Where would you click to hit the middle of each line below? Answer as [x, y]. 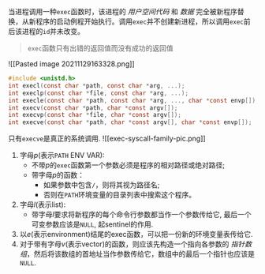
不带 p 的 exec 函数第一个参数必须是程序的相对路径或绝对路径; [128, 165]
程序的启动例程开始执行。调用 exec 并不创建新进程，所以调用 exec [140, 21]
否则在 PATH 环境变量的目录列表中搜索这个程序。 [119, 195]
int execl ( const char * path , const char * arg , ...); [97, 85]
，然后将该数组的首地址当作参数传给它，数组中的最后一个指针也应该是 [140, 254]
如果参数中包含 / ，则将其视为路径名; [101, 185]
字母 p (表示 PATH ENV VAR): [62, 156]
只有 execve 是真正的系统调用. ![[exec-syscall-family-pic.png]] [107, 139]
